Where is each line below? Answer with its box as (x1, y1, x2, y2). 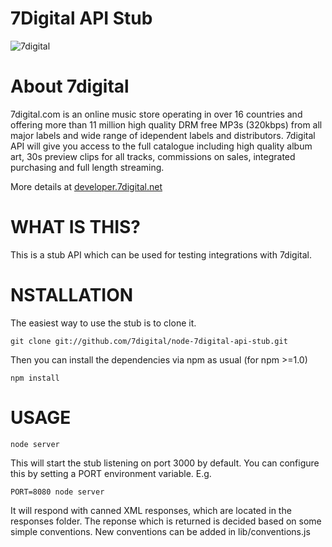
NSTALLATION (10, 284, 134, 306)
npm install (10, 373, 60, 383)
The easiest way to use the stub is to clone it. (10, 317, 197, 329)
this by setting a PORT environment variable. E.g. (10, 467, 212, 479)
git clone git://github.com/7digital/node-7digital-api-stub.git (10, 336, 288, 346)
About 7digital (10, 75, 130, 98)
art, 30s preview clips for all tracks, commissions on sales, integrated (10, 150, 296, 162)
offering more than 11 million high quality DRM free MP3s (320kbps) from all (10, 118, 323, 131)
